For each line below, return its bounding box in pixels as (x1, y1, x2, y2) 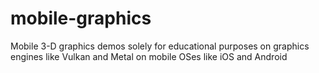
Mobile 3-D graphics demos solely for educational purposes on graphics (10, 40, 310, 52)
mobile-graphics (10, 7, 152, 30)
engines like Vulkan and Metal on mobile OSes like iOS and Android (10, 50, 288, 62)
